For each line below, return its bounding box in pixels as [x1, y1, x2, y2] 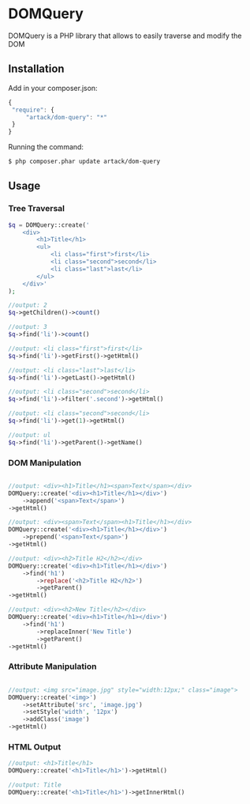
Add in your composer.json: [8, 83, 98, 92]
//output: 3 [8, 323, 47, 331]
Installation [8, 62, 65, 76]
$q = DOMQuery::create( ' [8, 221, 90, 229]
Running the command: [8, 142, 84, 152]
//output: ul [8, 431, 51, 439]
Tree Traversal [8, 203, 65, 214]
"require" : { [11, 106, 55, 114]
